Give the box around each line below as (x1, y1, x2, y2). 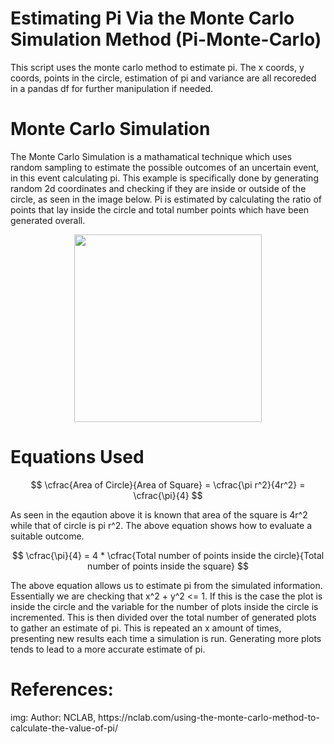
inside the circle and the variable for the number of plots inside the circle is (10, 600, 319, 612)
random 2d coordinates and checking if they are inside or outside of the (10, 182, 307, 194)
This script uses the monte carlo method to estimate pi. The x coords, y (10, 61, 305, 73)
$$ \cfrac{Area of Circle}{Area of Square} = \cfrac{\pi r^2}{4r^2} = (30, 478, 306, 491)
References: (10, 678, 114, 701)
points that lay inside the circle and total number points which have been (10, 203, 310, 216)
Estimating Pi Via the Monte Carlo (10, 7, 295, 30)
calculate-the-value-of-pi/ (10, 722, 118, 734)
